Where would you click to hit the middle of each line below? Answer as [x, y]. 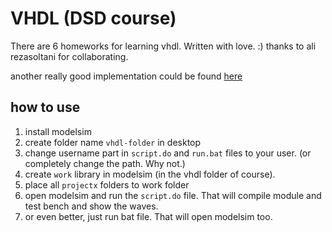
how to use [45, 107]
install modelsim [58, 131]
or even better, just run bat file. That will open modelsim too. [148, 216]
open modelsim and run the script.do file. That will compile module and [173, 195]
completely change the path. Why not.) [105, 163]
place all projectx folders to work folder [107, 184]
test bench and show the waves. [91, 206]
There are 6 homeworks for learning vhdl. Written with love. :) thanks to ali [163, 46]
